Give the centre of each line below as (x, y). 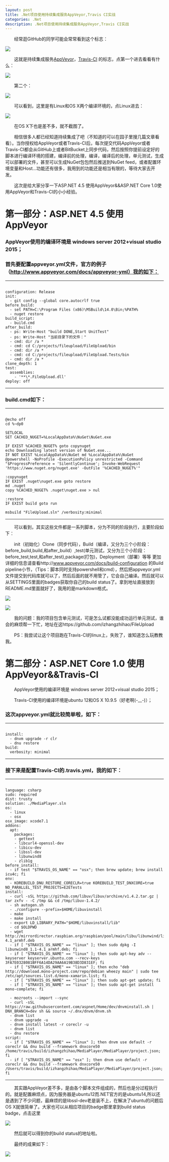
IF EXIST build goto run (31, 503)
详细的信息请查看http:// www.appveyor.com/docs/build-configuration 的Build (84, 563)
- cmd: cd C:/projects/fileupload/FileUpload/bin (63, 346)
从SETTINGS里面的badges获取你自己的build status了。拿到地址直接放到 (80, 582)
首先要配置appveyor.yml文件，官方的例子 (56, 264)
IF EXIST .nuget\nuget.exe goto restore (48, 481)
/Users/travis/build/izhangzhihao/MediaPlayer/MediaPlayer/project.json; (84, 1069)
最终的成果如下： (31, 1144)
